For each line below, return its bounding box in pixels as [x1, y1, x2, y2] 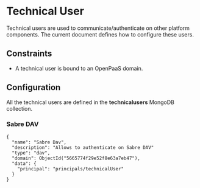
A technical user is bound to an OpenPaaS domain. [15, 64, 143, 72]
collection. [6, 105, 33, 112]
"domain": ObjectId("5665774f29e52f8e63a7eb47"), [12, 155, 140, 161]
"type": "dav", [12, 150, 51, 156]
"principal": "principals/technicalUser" [17, 165, 124, 172]
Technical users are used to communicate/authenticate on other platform [6, 24, 190, 32]
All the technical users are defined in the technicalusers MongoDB [6, 99, 175, 106]
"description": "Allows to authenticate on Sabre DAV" [12, 144, 154, 150]
